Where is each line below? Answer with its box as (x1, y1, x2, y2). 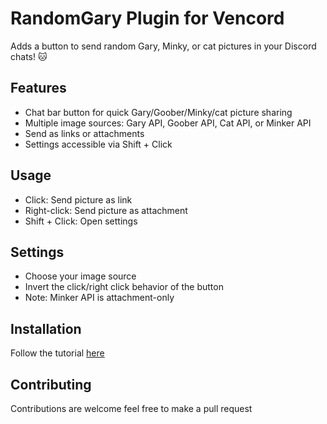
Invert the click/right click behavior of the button (24, 281, 224, 293)
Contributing (10, 376, 92, 393)
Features (10, 80, 67, 97)
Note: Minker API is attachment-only (24, 292, 175, 304)
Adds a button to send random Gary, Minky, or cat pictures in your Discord (10, 40, 317, 52)
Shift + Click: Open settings (24, 215, 138, 227)
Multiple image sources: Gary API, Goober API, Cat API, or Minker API (24, 117, 312, 129)
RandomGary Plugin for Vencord (10, 7, 285, 30)
